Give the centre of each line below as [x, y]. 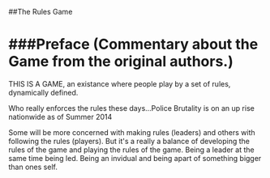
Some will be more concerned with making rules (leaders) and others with [132, 132]
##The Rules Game [41, 12]
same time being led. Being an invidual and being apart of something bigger [135, 158]
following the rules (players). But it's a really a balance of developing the [129, 141]
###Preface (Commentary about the [133, 44]
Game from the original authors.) [121, 62]
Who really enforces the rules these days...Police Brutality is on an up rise [132, 108]
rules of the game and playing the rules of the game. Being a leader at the [131, 150]
